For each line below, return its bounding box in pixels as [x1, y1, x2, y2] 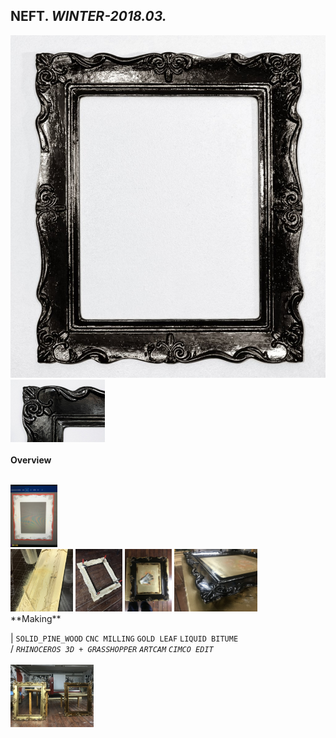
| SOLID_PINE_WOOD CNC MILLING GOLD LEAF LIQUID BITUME [10, 632, 239, 644]
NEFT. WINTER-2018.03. [10, 8, 167, 25]
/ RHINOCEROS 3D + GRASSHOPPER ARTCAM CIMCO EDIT [10, 642, 214, 654]
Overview [10, 454, 52, 466]
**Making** [10, 612, 62, 624]
